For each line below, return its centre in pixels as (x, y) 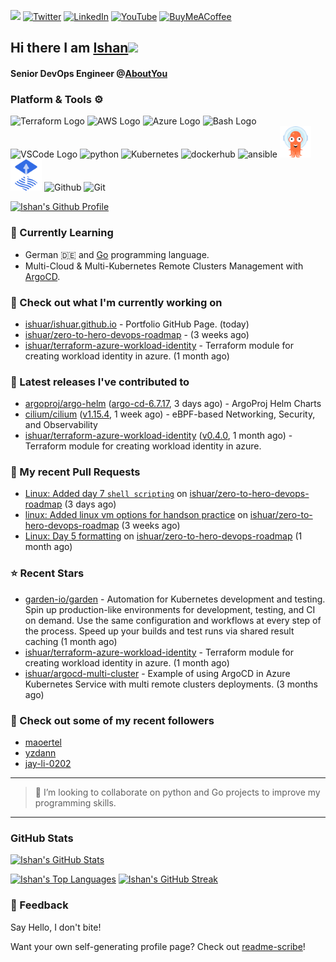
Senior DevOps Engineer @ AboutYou (89, 73)
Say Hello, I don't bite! (56, 927)
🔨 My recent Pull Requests (75, 472)
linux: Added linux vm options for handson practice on (136, 515)
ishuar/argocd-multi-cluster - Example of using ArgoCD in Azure (157, 673)
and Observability (61, 425)
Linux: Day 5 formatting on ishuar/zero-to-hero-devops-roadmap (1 (163, 536)
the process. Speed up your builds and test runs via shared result (159, 631)
